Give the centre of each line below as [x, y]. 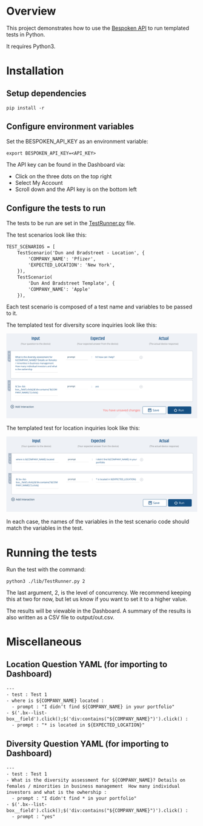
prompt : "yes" [36, 817]
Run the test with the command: [46, 569]
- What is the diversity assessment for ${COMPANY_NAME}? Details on [96, 780]
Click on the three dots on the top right [63, 176]
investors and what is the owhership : [57, 793]
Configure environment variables [70, 127]
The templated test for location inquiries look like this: [73, 428]
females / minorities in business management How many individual [93, 786]
